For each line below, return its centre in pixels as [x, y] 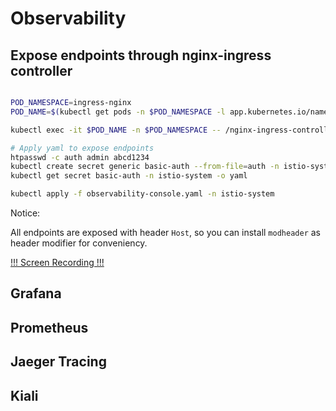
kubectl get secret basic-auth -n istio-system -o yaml [129, 176]
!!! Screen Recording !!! [57, 262]
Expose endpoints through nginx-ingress [141, 55]
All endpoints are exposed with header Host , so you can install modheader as [165, 232]
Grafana [36, 293]
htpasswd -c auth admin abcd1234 [80, 157]
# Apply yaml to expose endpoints [82, 148]
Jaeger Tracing [58, 362]
